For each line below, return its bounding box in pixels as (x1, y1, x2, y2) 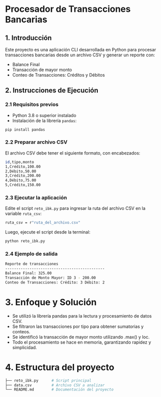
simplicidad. (12, 344, 37, 350)
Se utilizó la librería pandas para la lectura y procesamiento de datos (12, 313, 152, 319)
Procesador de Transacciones (5, 3, 131, 15)
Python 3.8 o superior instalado (12, 112, 77, 118)
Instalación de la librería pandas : (12, 118, 77, 123)
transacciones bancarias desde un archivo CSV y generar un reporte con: (5, 52, 155, 58)
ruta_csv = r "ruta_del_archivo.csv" (5, 220, 80, 225)
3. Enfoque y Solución (5, 297, 97, 308)
